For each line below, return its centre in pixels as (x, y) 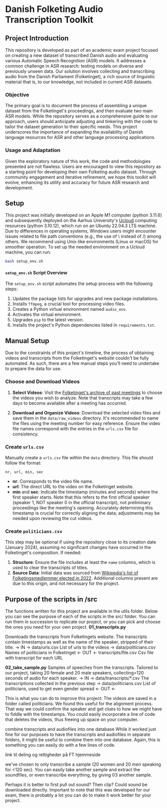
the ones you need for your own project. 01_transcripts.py (66, 627)
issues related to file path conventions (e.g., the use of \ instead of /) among (83, 236)
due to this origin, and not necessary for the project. (66, 583)
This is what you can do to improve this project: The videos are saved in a (81, 698)
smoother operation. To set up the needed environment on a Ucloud (75, 247)
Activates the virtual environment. (47, 314)
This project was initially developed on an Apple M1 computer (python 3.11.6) (84, 215)
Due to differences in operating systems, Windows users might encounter (81, 231)
